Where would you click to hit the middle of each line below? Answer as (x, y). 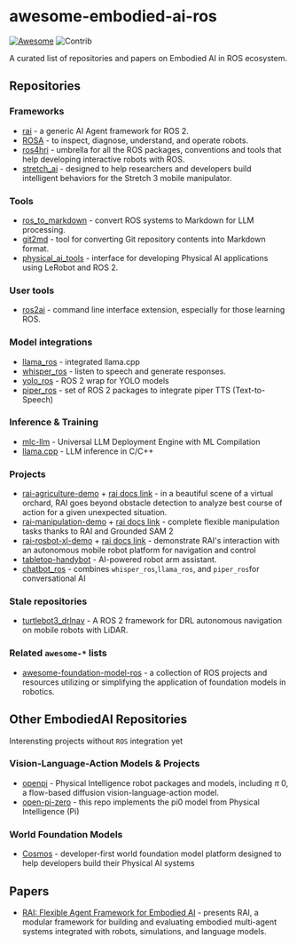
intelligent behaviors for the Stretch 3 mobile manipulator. (127, 178)
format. (35, 248)
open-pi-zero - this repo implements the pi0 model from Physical (141, 802)
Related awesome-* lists (59, 653)
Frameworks (37, 111)
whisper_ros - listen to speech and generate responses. (124, 371)
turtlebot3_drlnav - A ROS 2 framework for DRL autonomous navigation (152, 621)
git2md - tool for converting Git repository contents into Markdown (144, 239)
